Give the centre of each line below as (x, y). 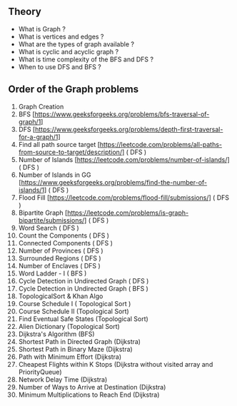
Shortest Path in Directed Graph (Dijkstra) (80, 341)
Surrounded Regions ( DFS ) (60, 258)
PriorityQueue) (40, 372)
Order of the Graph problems (74, 90)
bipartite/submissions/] (52, 220)
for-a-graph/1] (39, 137)
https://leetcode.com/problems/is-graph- (128, 213)
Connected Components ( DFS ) (66, 243)
